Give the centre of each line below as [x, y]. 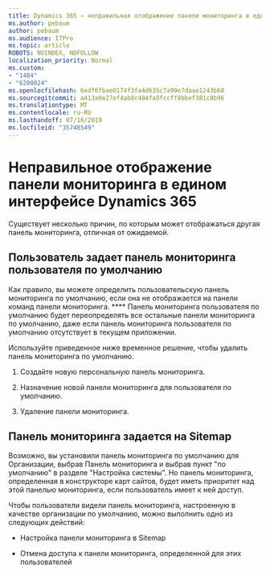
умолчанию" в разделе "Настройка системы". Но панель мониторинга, [131, 473]
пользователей [46, 562]
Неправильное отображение [110, 167]
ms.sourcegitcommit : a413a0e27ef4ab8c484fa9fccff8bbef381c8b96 [117, 98]
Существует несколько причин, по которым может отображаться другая [134, 224]
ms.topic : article [39, 46]
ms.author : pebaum [39, 23]
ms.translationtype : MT [48, 105]
